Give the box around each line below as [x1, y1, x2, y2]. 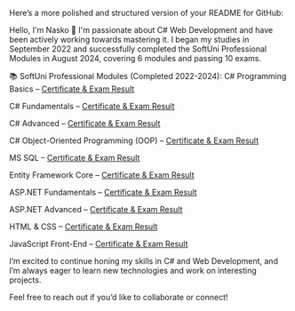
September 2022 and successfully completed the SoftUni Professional [9, 44, 267, 54]
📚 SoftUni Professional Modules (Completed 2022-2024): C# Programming [9, 71, 287, 81]
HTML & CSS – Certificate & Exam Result [9, 221, 158, 232]
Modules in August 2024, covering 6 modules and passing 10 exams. [9, 53, 262, 63]
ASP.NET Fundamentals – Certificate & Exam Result [9, 187, 197, 197]
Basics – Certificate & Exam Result [9, 84, 135, 94]
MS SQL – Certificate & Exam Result [9, 153, 140, 163]
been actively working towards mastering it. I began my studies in [9, 35, 250, 44]
